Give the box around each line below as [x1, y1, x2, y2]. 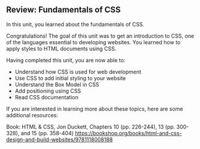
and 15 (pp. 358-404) [20, 129, 74, 136]
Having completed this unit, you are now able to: [6, 56, 126, 63]
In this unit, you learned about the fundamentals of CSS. [6, 20, 145, 28]
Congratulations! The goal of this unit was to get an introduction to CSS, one [6, 32, 195, 39]
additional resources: [6, 111, 59, 118]
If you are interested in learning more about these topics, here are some [6, 105, 184, 112]
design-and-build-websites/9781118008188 [6, 136, 113, 143]
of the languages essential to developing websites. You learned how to [6, 38, 181, 45]
